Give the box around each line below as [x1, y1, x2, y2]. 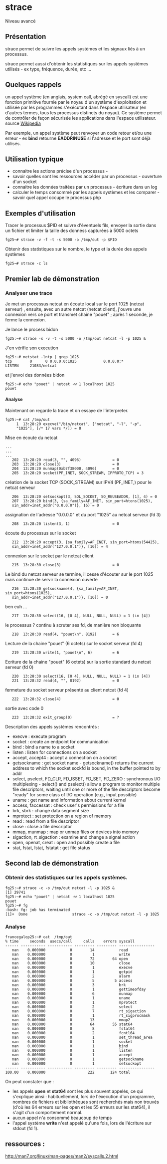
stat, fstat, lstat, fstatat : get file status [12, 845, 91, 851]
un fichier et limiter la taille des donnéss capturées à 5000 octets [5, 228, 139, 233]
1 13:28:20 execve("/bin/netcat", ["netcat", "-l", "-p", [16, 422, 142, 427]
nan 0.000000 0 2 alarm [11, 974, 131, 979]
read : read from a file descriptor [12, 818, 80, 824]
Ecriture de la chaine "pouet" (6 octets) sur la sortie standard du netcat [5, 659, 151, 665]
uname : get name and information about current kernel [12, 797, 127, 803]
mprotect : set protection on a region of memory [12, 813, 112, 819]
